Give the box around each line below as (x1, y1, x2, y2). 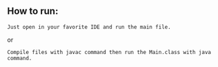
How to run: (7, 5, 59, 17)
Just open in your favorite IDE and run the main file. (7, 23, 171, 30)
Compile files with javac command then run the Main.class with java (7, 49, 212, 55)
